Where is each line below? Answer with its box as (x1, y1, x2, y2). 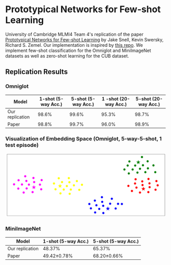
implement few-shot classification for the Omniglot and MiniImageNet (5, 47, 151, 53)
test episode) (5, 141, 39, 149)
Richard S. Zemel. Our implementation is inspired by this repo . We (5, 42, 144, 48)
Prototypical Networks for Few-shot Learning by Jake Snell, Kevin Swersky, (5, 37, 164, 43)
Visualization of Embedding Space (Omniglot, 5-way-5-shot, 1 (5, 135, 162, 142)
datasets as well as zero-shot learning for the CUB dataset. (5, 52, 129, 59)
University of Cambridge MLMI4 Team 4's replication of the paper (5, 31, 144, 37)
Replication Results (5, 68, 68, 76)
